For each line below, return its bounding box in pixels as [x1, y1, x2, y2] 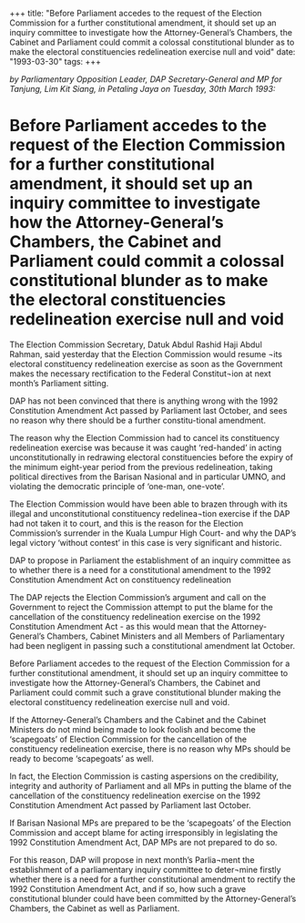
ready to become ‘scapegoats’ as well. [9, 753, 155, 764]
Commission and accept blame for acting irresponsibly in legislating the [9, 826, 279, 837]
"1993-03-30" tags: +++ [9, 56, 102, 67]
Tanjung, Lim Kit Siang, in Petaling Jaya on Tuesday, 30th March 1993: [9, 84, 276, 94]
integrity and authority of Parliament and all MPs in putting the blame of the [9, 780, 292, 791]
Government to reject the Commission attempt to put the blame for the [9, 601, 273, 612]
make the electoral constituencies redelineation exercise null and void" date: [9, 46, 296, 57]
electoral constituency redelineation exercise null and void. [9, 696, 230, 707]
